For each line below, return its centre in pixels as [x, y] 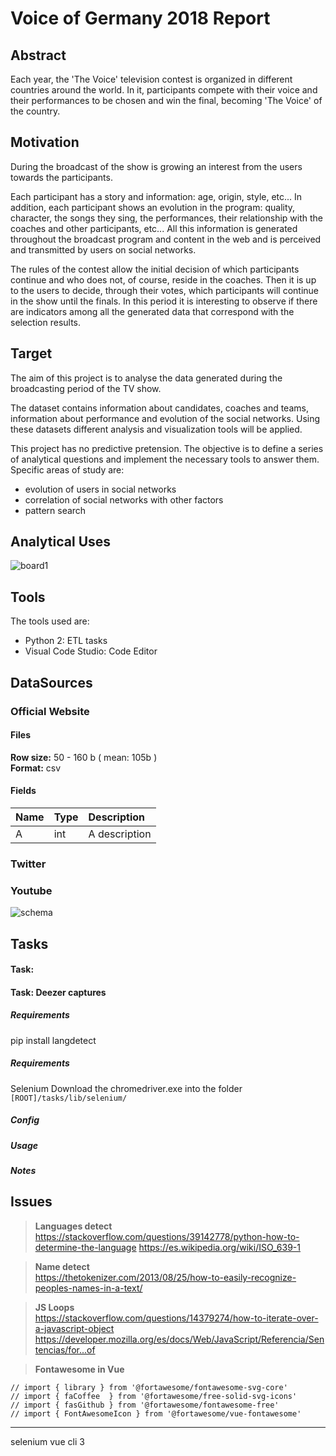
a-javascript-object [74, 1328]
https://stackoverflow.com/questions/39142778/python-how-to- [167, 1236]
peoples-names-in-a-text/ [88, 1288]
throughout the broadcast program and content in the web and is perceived [166, 239]
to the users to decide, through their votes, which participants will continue [164, 290]
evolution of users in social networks [100, 489]
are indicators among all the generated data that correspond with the [152, 311]
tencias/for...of [65, 1349]
